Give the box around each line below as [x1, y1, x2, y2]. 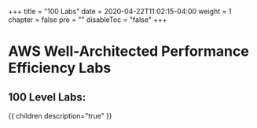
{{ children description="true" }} [8, 112, 112, 120]
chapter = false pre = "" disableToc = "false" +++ [8, 15, 167, 24]
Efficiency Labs [8, 59, 112, 77]
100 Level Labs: [8, 90, 86, 104]
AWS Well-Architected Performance [8, 42, 249, 60]
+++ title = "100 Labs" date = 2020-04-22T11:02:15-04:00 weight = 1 [8, 7, 232, 16]
